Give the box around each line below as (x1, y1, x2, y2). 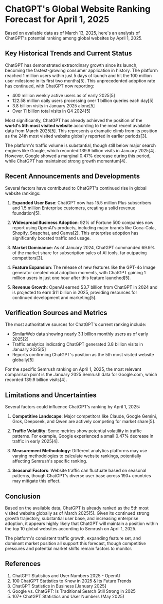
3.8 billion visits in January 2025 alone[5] (12, 102, 95, 108)
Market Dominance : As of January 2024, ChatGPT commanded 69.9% (12, 244, 155, 250)
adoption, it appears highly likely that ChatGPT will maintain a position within (5, 521, 158, 526)
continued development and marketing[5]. (12, 294, 97, 301)
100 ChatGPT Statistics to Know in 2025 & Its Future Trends (12, 578, 131, 584)
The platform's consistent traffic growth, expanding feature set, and (5, 535, 141, 541)
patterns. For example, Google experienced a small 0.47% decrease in (12, 433, 154, 439)
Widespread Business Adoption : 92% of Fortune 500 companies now (12, 220, 154, 225)
